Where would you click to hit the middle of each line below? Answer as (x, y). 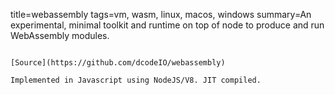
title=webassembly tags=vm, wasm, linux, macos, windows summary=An (161, 14)
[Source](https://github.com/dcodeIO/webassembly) (118, 63)
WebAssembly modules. (60, 35)
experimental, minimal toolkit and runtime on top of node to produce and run (167, 25)
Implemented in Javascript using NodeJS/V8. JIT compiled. (136, 80)
